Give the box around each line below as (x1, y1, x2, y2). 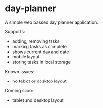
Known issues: (5, 68, 35, 74)
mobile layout (12, 54, 40, 59)
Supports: (5, 28, 26, 34)
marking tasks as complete (12, 43, 67, 49)
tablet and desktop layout (12, 97, 64, 103)
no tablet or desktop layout (12, 78, 67, 84)
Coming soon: (5, 87, 33, 93)
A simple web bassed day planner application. (5, 19, 98, 25)
